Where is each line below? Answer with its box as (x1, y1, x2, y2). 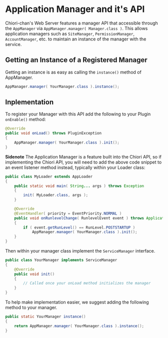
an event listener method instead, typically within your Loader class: (5, 164, 145, 170)
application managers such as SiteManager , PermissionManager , (5, 30, 135, 36)
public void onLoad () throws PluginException (5, 131, 101, 136)
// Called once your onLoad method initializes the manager (23, 281, 151, 286)
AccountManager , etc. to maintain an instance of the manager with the (5, 36, 146, 42)
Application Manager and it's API (5, 3, 145, 15)
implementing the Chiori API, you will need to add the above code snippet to (5, 159, 162, 165)
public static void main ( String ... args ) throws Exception (14, 183, 144, 188)
